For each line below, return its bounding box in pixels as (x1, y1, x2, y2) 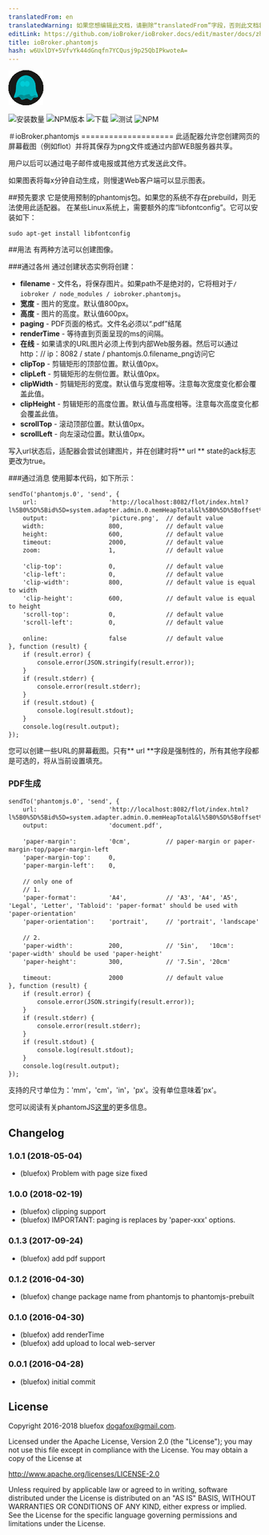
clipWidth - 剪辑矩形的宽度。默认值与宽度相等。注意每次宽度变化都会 (19, 379, 250, 389)
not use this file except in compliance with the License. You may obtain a (8, 1445, 248, 1455)
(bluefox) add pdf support (19, 1254, 106, 1263)
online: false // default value (22, 634, 224, 643)
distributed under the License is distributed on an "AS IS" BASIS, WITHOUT (8, 1493, 256, 1503)
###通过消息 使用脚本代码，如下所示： (8, 473, 136, 483)
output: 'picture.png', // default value (22, 514, 224, 523)
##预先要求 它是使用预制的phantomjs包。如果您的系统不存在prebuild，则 (8, 192, 250, 202)
